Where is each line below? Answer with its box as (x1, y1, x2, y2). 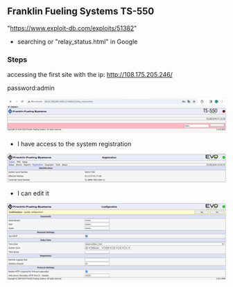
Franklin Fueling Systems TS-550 (7, 6, 155, 17)
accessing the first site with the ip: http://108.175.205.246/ (7, 71, 173, 79)
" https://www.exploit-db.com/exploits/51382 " (7, 24, 137, 32)
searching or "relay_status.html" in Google (17, 37, 138, 46)
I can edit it (17, 189, 50, 197)
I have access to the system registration (17, 139, 132, 148)
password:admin (7, 84, 55, 92)
